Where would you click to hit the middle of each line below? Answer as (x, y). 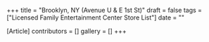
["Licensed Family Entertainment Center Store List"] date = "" (95, 17)
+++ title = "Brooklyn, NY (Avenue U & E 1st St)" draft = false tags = (104, 10)
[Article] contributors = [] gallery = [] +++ (67, 31)
